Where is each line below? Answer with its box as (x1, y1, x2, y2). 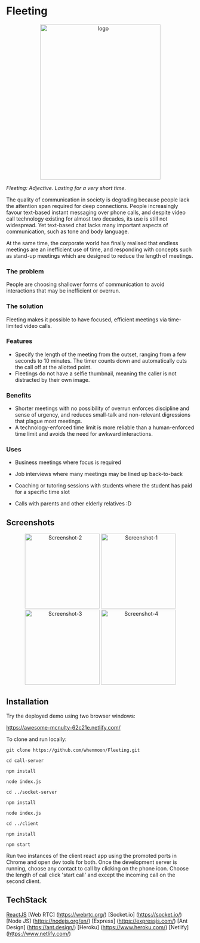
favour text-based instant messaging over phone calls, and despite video (6, 209, 186, 216)
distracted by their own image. (14, 376, 90, 383)
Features (6, 337, 33, 345)
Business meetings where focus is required (14, 459, 121, 466)
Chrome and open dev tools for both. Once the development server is (6, 858, 177, 866)
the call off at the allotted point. (14, 363, 92, 370)
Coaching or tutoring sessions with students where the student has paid (14, 482, 192, 489)
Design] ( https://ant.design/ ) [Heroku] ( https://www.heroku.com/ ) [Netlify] (6, 923, 189, 930)
